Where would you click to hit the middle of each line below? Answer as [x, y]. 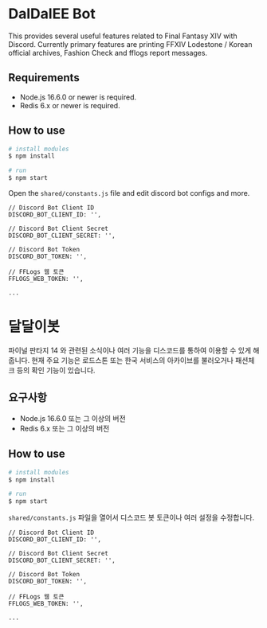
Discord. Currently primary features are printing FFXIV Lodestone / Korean [130, 44]
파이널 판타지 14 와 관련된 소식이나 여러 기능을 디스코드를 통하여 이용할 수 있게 [130, 350]
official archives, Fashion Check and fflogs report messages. [108, 53]
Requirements [44, 78]
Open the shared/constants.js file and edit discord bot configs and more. [129, 193]
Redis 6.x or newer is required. [70, 105]
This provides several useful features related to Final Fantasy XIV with [123, 36]
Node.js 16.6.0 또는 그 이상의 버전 [73, 418]
